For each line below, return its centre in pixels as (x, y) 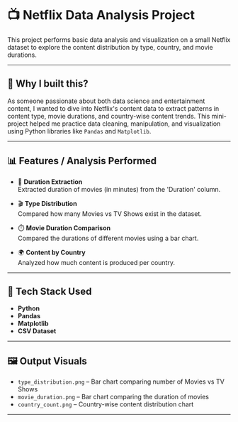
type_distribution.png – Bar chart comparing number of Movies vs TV (121, 382)
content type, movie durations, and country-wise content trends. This (109, 116)
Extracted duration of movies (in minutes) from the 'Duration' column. (119, 189)
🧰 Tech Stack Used (50, 291)
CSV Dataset (37, 331)
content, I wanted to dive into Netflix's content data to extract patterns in (113, 108)
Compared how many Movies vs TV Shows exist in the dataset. (109, 213)
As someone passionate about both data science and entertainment (106, 101)
